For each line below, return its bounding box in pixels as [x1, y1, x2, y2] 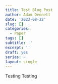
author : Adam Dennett [5, 12, 51, 17]
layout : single [5, 59, 37, 64]
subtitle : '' [5, 40, 33, 46]
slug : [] [5, 21, 24, 27]
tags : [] [5, 36, 24, 41]
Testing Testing [5, 73, 37, 79]
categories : [5, 26, 30, 31]
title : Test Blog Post [5, 7, 53, 13]
